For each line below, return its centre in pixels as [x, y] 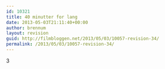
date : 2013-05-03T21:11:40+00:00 [47, 22]
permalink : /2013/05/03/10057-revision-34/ [60, 44]
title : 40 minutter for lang [42, 17]
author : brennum [26, 28]
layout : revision [27, 33]
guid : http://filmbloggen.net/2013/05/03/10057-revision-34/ [83, 39]
